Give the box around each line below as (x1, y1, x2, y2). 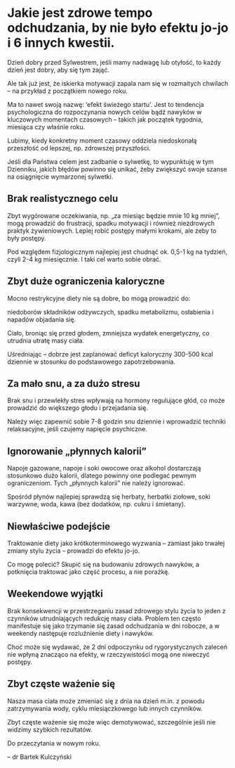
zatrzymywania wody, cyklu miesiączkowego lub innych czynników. (7, 704, 203, 712)
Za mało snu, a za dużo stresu (7, 378, 140, 390)
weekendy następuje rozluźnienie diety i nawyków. (7, 629, 154, 637)
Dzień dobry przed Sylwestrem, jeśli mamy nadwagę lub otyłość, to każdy (7, 58, 221, 66)
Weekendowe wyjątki (7, 588, 103, 600)
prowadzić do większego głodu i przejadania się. (7, 404, 149, 412)
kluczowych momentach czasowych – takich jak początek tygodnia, (7, 115, 203, 124)
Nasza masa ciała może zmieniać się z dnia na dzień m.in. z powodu (7, 696, 205, 705)
